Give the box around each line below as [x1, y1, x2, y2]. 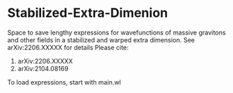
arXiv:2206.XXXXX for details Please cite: [7, 43, 129, 51]
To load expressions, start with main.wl [7, 77, 122, 86]
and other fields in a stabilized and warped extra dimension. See [7, 35, 195, 44]
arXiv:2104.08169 [17, 64, 69, 73]
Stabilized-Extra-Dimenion [7, 5, 169, 21]
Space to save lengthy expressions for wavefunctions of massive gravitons [7, 28, 227, 37]
